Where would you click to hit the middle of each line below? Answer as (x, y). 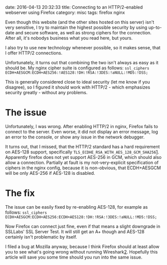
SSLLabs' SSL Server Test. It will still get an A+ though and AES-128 (75, 232)
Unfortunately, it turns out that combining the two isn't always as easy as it (82, 63)
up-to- (155, 27)
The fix (20, 193)
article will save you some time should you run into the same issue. (74, 257)
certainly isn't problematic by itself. (41, 237)
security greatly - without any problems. (46, 92)
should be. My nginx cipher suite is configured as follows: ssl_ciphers (77, 68)
